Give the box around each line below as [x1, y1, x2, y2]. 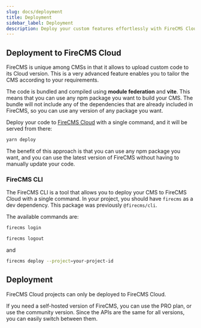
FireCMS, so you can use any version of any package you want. [6, 107, 163, 115]
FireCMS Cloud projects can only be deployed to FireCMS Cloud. [6, 290, 166, 297]
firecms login [6, 225, 42, 231]
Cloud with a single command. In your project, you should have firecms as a [6, 195, 193, 203]
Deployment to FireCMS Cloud [6, 47, 121, 58]
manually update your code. [6, 160, 75, 167]
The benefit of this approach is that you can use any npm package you [6, 148, 181, 155]
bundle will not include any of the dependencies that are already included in [6, 101, 193, 108]
